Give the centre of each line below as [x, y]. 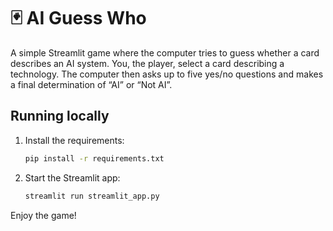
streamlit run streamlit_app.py [92, 196]
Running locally [60, 116]
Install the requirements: [74, 140]
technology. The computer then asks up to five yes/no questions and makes [167, 74]
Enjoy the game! [43, 215]
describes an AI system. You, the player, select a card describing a [147, 63]
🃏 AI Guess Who [78, 18]
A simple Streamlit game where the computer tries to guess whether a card [165, 52]
